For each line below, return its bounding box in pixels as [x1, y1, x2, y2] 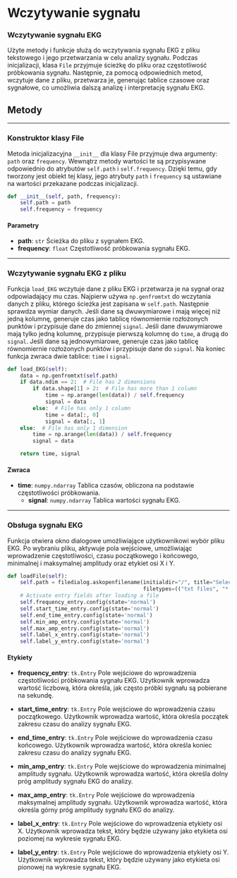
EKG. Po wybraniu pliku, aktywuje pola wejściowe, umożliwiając [7, 544, 193, 552]
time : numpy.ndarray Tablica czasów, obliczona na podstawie [17, 481, 195, 490]
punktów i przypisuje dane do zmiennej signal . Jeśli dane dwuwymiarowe [7, 322, 223, 330]
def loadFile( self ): [7, 572, 68, 579]
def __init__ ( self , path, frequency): [7, 192, 121, 200]
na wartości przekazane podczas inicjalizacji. [7, 179, 139, 187]
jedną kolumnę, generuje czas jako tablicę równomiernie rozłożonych [7, 314, 208, 323]
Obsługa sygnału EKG [7, 520, 83, 530]
